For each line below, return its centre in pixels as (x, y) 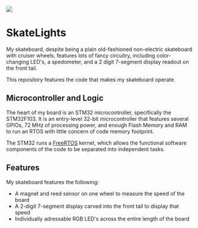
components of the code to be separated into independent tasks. (85, 149)
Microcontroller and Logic (55, 98)
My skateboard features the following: (52, 182)
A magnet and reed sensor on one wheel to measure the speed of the (100, 193)
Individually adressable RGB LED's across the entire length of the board (102, 219)
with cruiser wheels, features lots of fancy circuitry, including (81, 55)
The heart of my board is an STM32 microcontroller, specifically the (89, 113)
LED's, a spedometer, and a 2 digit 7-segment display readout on (110, 62)
